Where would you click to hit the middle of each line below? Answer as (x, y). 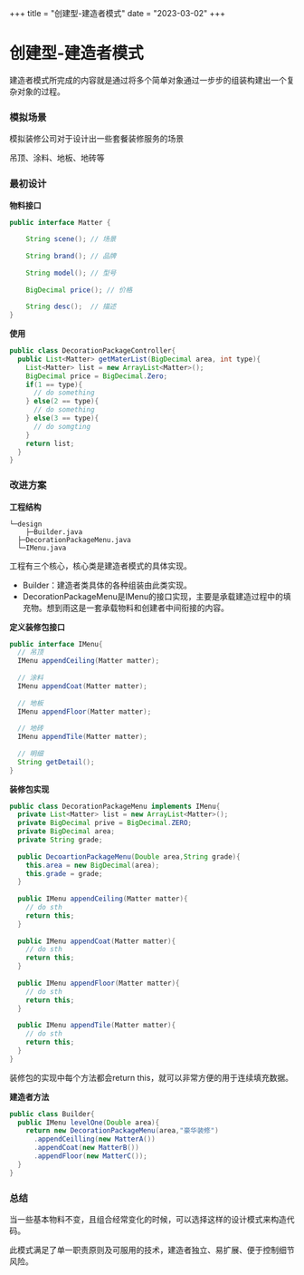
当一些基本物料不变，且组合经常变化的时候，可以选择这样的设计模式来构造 (148, 1219)
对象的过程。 (41, 91)
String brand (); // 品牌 (71, 257)
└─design (26, 524)
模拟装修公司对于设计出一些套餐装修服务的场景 (96, 139)
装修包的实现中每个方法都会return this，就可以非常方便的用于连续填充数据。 (152, 1077)
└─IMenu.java (42, 548)
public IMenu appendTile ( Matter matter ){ (97, 1026)
